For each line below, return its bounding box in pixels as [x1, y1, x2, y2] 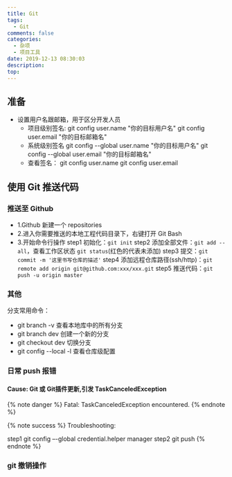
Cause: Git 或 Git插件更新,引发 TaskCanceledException [7, 385, 167, 393]
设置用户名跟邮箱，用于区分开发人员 [17, 115, 121, 124]
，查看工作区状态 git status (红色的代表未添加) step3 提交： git [26, 247, 208, 255]
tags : [7, 17, 23, 24]
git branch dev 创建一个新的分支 [17, 330, 109, 338]
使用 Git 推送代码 [7, 181, 80, 193]
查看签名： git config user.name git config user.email [27, 159, 179, 167]
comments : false [7, 29, 54, 37]
